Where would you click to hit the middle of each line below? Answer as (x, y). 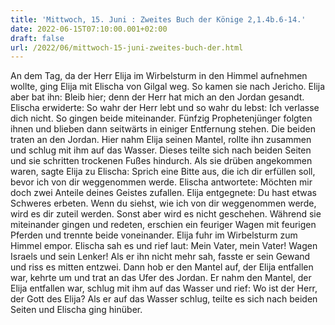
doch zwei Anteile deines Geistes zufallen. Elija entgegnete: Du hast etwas (163, 193)
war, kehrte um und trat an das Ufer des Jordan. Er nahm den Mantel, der (161, 278)
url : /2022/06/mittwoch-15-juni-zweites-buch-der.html (127, 47)
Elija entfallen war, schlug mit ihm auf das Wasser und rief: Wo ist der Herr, (164, 288)
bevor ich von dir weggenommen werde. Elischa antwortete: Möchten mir (161, 182)
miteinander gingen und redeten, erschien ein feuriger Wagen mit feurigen (163, 225)
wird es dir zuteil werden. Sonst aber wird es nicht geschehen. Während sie (166, 214)
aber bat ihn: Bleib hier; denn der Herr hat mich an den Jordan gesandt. (157, 97)
